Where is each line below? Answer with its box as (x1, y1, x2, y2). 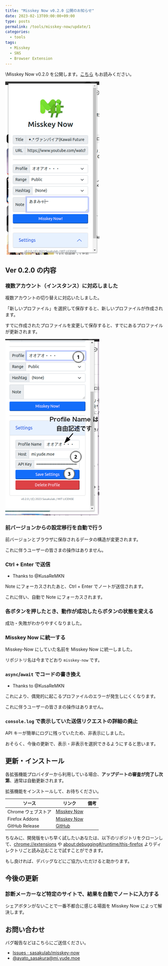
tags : (5, 40, 17, 45)
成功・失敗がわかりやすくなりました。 (5, 620, 84, 627)
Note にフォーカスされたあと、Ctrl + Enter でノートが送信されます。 (5, 583, 146, 589)
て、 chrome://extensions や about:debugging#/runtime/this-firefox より (5, 841, 153, 847)
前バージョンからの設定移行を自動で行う (5, 524, 103, 531)
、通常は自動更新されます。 (10, 777, 67, 783)
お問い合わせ (5, 925, 45, 934)
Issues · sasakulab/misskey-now (12, 950, 80, 955)
